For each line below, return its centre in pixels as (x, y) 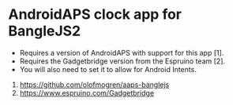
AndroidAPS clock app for (95, 14)
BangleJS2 (45, 31)
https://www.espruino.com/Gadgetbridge (87, 92)
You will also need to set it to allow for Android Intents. (108, 69)
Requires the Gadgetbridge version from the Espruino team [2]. (122, 61)
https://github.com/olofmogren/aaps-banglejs (94, 85)
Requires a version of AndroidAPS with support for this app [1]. (122, 52)
